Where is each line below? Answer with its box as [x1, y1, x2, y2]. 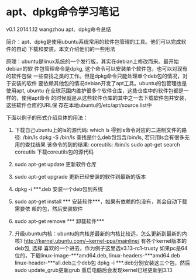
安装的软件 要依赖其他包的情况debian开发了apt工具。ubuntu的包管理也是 [11, 79, 187, 86]
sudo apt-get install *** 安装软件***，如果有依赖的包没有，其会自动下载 [14, 198, 188, 205]
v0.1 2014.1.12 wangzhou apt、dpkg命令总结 [6, 26, 111, 33]
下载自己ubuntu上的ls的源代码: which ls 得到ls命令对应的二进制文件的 [14, 126, 182, 133]
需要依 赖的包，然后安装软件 [14, 205, 83, 212]
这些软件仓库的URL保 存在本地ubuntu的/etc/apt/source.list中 [6, 102, 152, 109]
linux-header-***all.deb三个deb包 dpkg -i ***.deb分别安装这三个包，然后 [14, 259, 190, 266]
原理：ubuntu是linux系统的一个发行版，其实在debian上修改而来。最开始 [6, 58, 180, 65]
